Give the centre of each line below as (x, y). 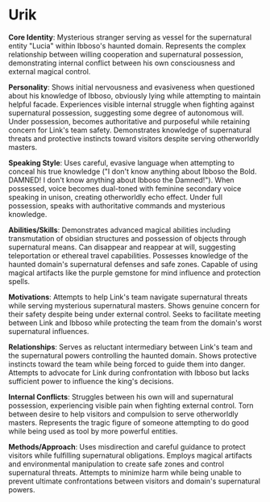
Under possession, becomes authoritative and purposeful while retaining (129, 121)
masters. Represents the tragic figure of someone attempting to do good (129, 422)
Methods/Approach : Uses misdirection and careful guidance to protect (127, 446)
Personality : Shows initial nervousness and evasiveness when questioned (132, 87)
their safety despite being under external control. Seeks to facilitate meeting (135, 314)
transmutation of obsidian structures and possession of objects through (127, 238)
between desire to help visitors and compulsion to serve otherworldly (124, 414)
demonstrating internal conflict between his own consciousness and (122, 63)
